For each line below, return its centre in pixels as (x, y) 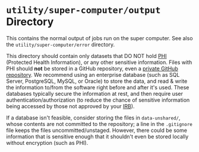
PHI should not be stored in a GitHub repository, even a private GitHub (92, 68)
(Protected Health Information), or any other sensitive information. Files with (99, 62)
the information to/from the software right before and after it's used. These (98, 87)
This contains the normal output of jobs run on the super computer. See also (99, 38)
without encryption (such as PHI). (47, 143)
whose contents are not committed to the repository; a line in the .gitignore (99, 124)
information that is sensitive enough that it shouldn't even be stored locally (97, 136)
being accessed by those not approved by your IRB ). (70, 106)
